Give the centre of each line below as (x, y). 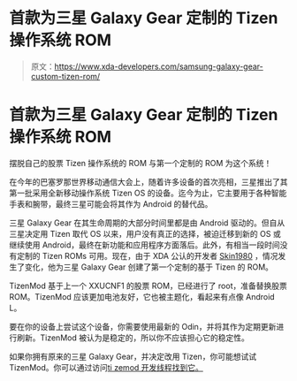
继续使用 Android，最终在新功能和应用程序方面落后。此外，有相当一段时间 (145, 245)
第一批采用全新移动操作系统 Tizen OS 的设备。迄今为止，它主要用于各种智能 (148, 193)
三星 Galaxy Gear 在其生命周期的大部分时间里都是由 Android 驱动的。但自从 (147, 223)
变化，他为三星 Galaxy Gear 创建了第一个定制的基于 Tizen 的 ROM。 (149, 267)
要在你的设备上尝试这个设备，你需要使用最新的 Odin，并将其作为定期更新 (143, 326)
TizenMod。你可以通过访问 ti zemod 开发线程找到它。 (106, 367)
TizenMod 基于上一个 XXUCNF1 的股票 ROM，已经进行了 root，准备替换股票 (148, 286)
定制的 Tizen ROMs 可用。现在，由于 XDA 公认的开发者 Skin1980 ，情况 (147, 255)
